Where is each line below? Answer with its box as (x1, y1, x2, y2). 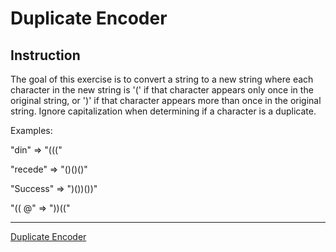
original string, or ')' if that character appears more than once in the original (10, 95, 322, 106)
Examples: (10, 125, 53, 136)
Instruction (10, 47, 81, 64)
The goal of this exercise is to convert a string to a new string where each (10, 73, 314, 85)
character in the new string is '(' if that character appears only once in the (10, 84, 314, 96)
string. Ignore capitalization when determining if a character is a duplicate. (10, 105, 317, 117)
